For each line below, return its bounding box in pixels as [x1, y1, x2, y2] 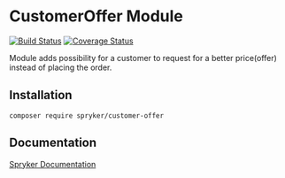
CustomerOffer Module [9, 6, 184, 27]
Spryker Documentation [9, 159, 96, 169]
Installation [9, 88, 73, 103]
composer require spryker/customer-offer [9, 111, 165, 120]
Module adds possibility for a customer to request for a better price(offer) [9, 52, 277, 63]
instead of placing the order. [9, 62, 112, 73]
